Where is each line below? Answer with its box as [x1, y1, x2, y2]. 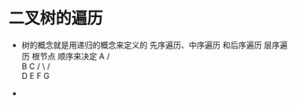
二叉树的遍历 [8, 8, 104, 29]
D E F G [21, 70, 50, 81]
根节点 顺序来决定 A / [31, 50, 110, 61]
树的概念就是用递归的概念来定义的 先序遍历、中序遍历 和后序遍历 [21, 39, 262, 50]
